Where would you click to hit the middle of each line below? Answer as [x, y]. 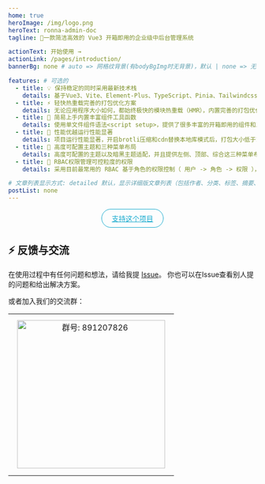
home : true [26, 15]
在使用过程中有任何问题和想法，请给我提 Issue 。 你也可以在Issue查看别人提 [131, 274]
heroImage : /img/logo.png [50, 23]
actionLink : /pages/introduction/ [65, 59]
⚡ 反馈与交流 [39, 250]
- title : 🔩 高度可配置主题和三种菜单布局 [76, 147]
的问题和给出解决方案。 [46, 284]
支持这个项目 [132, 219]
